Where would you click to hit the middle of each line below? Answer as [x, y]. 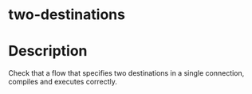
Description [48, 51]
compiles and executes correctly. [63, 82]
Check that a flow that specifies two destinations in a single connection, [126, 73]
